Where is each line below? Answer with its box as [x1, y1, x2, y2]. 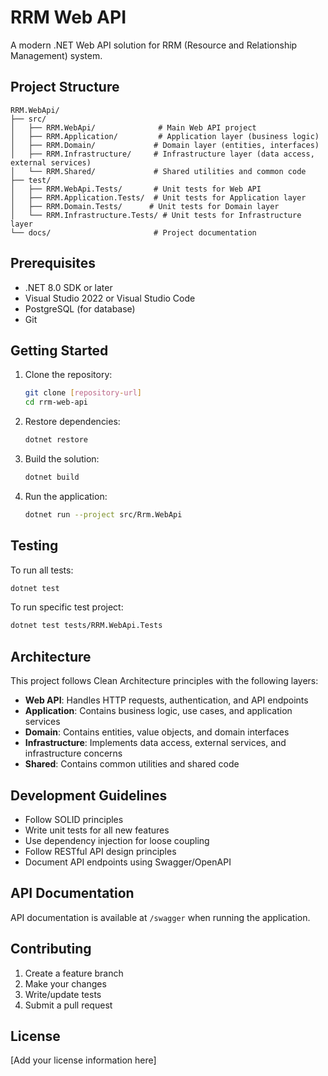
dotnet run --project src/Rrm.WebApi [24, 509, 183, 520]
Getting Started [10, 342, 109, 359]
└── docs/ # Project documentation [10, 227, 257, 238]
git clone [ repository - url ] [24, 388, 142, 398]
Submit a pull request [24, 999, 113, 1011]
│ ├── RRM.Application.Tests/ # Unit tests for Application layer [10, 192, 307, 203]
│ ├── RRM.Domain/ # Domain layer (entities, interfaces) [10, 140, 320, 150]
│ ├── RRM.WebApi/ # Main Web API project [10, 122, 257, 133]
